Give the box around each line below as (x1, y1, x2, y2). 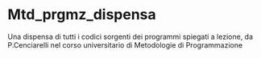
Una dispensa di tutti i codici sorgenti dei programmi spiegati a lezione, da (7, 32, 254, 41)
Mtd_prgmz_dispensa (7, 6, 156, 24)
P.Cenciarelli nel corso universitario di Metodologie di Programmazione (7, 40, 243, 49)
